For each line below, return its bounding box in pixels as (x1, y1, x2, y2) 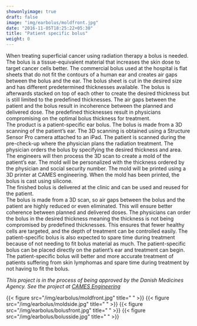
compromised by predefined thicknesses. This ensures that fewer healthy (6, 222, 185, 228)
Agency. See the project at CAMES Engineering (6, 283, 121, 289)
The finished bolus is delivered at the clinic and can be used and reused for (6, 184, 189, 190)
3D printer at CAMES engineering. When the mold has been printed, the (6, 172, 180, 178)
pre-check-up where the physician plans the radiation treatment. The (6, 140, 173, 147)
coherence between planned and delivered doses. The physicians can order (6, 209, 191, 216)
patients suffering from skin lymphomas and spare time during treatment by (6, 259, 189, 266)
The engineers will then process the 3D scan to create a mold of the (6, 153, 171, 159)
